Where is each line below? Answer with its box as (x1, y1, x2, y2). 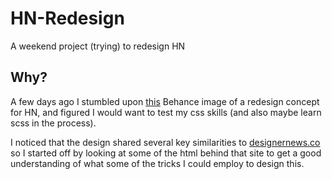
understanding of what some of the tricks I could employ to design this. (10, 157, 305, 169)
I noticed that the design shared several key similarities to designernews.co (10, 136, 321, 148)
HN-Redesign (10, 7, 125, 30)
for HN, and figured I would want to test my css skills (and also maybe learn (10, 106, 322, 118)
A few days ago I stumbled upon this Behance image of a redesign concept (10, 95, 320, 107)
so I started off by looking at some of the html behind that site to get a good (10, 147, 322, 159)
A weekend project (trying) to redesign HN (10, 40, 186, 52)
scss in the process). (10, 117, 97, 129)
